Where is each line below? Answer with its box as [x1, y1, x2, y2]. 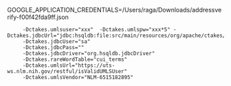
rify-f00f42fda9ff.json [7, 13, 69, 21]
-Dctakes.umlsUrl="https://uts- [22, 62, 115, 69]
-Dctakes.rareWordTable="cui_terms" [22, 56, 128, 63]
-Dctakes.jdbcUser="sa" [22, 38, 91, 45]
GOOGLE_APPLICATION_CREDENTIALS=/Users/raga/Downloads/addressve [7, 6, 222, 14]
